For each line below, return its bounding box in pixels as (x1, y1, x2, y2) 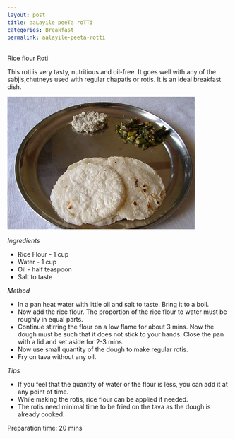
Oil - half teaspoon (17, 265, 72, 274)
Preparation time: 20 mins (7, 424, 83, 433)
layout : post (7, 11, 46, 18)
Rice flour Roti (7, 54, 49, 63)
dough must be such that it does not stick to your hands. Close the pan (17, 330, 224, 339)
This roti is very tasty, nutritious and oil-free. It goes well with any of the (7, 68, 217, 76)
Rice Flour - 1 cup (17, 250, 69, 259)
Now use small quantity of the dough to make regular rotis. (17, 345, 188, 353)
